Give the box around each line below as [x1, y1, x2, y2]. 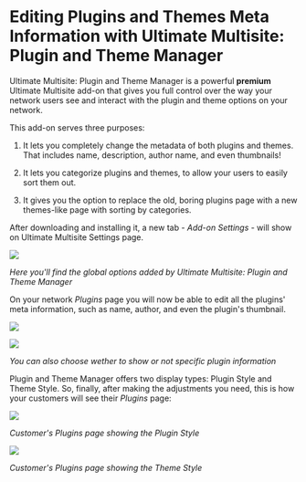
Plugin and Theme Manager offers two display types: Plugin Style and [9, 372, 272, 384]
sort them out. [22, 176, 77, 188]
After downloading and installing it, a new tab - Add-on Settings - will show [9, 222, 292, 233]
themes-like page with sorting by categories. [22, 204, 192, 215]
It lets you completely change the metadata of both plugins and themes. [22, 140, 294, 151]
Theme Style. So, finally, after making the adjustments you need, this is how [9, 382, 295, 393]
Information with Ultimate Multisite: [9, 26, 285, 47]
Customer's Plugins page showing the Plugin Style [9, 427, 200, 438]
